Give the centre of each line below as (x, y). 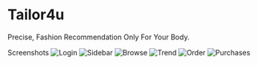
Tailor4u (36, 15)
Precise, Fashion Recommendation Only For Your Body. (99, 37)
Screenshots (28, 52)
